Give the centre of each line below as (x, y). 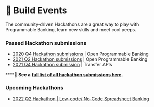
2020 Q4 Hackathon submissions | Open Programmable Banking (81, 54)
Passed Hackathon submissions (46, 43)
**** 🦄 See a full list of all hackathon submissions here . (64, 75)
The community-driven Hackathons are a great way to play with (72, 24)
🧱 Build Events (36, 10)
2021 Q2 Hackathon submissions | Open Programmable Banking (80, 59)
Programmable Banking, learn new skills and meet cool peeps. (71, 29)
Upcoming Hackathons (34, 88)
